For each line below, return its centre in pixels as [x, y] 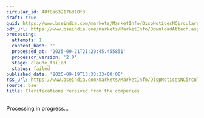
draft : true [21, 18]
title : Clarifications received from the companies [73, 91]
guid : [13, 23]
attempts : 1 [27, 40]
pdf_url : [17, 29]
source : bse [21, 86]
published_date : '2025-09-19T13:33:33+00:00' [65, 74]
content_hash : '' [34, 46]
